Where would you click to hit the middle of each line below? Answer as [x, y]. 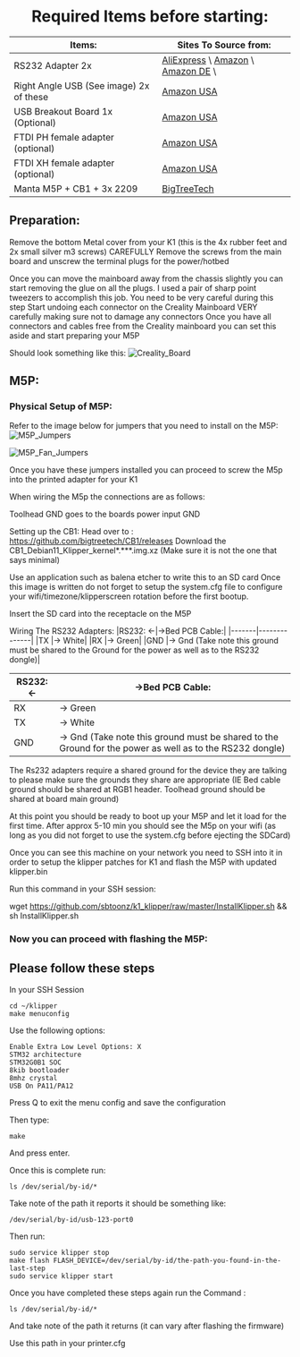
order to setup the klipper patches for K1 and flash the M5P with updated [143, 862]
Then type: [29, 1120]
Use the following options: [57, 1030]
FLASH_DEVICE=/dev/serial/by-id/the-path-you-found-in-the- [167, 1261]
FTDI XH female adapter [64, 163]
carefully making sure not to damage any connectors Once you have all [141, 316]
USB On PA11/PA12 [42, 1086]
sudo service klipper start [62, 1276]
